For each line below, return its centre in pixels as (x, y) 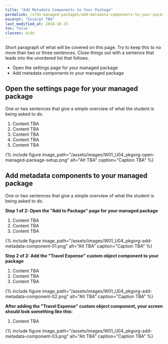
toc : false (16, 29)
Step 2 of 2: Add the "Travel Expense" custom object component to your (82, 255)
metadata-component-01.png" (36, 246)
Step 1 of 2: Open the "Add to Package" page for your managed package (82, 210)
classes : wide (20, 33)
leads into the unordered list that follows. (47, 58)
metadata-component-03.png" (37, 336)
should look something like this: (39, 311)
